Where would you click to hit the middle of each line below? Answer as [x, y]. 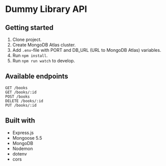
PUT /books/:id [21, 105]
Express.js [23, 133]
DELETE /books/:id [24, 101]
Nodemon [23, 149]
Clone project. [27, 39]
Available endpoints [37, 77]
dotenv [20, 154]
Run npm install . [30, 55]
